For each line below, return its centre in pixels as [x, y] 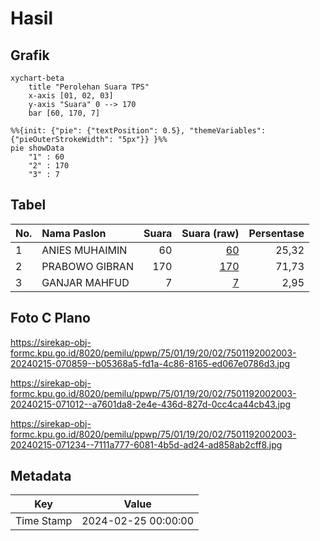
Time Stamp [44, 521]
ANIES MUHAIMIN [84, 250]
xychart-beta [37, 78]
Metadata [41, 476]
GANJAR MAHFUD [85, 282]
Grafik [30, 55]
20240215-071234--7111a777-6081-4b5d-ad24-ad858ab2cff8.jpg [146, 444]
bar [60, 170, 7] [64, 113]
